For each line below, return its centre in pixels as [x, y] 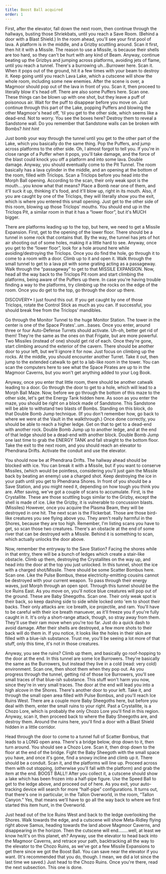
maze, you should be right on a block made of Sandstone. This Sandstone [80, 403]
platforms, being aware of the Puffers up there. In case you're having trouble [83, 279]
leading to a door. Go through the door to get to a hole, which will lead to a [81, 387]
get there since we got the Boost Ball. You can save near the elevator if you [82, 851]
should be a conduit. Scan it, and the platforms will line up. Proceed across [81, 763]
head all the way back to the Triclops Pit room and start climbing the [75, 274]
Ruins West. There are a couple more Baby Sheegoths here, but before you [82, 700]
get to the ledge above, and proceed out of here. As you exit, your [72, 784]
